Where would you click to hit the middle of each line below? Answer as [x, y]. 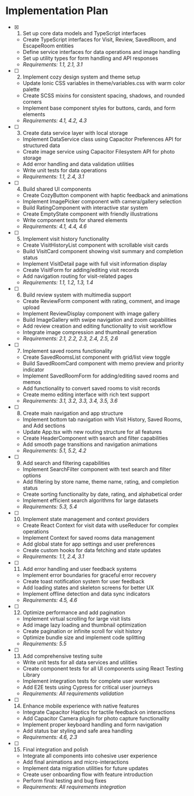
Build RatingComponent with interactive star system [85, 207]
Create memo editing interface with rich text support [86, 394]
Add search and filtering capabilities [66, 463]
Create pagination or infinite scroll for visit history [82, 631]
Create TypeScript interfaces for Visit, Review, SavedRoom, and [99, 39]
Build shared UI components [57, 189]
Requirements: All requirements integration [74, 787]
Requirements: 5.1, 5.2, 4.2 [55, 450]
